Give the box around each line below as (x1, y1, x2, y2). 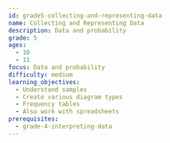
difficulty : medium (8, 71, 73, 79)
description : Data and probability (8, 26, 127, 34)
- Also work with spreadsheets (15, 108, 120, 116)
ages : (8, 41, 26, 49)
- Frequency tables (15, 100, 81, 108)
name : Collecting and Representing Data (8, 19, 145, 27)
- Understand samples (15, 85, 88, 94)
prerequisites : (8, 115, 59, 123)
